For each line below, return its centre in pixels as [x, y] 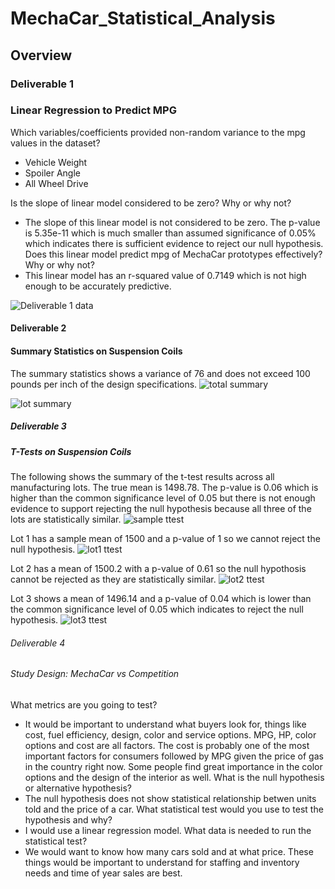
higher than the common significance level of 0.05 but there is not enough [163, 498]
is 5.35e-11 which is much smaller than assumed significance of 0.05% [170, 233]
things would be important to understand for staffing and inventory [162, 862]
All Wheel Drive [56, 183]
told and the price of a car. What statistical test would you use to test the [174, 809]
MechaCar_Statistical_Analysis [143, 18]
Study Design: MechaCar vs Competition [95, 674]
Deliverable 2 [38, 328]
